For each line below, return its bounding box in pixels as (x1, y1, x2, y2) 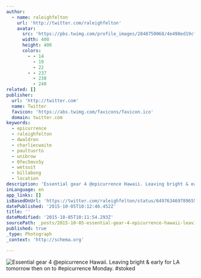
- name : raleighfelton (11, 14, 68, 20)
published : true (6, 225, 47, 231)
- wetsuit (11, 164, 36, 170)
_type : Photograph (6, 231, 52, 237)
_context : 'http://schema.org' (6, 237, 84, 243)
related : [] (6, 87, 36, 93)
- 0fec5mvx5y (11, 159, 44, 165)
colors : (22, 48, 42, 54)
